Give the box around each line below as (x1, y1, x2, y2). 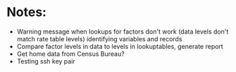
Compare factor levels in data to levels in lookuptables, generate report (16, 42, 223, 50)
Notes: (6, 4, 47, 20)
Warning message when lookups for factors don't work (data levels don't (16, 27, 229, 36)
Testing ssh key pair (16, 57, 75, 65)
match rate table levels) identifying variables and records (16, 34, 182, 43)
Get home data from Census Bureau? (16, 50, 125, 58)
